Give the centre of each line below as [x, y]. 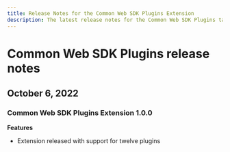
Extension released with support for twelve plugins [89, 141]
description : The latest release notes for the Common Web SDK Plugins [111, 20]
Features [20, 128]
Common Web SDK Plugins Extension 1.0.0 [80, 113]
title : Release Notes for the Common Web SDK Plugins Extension [101, 13]
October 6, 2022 [43, 93]
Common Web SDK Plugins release [108, 54]
